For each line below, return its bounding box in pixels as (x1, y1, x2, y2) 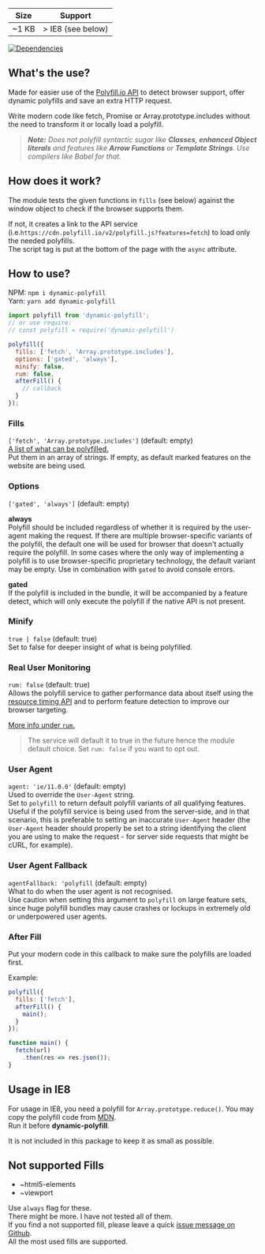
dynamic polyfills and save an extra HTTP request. (8, 95, 172, 105)
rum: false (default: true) (8, 680, 91, 690)
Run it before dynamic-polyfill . (8, 1121, 110, 1130)
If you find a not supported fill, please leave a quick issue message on (8, 1220, 235, 1230)
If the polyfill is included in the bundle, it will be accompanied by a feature (8, 588, 248, 597)
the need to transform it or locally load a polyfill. (8, 119, 164, 129)
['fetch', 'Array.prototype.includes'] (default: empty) (8, 436, 193, 445)
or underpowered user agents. (8, 911, 107, 921)
